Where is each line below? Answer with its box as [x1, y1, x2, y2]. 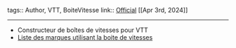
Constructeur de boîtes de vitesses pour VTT [17, 26, 149, 34]
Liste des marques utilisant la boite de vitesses [17, 33, 153, 41]
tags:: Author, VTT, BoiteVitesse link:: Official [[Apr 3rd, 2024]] [7, 6, 188, 14]
